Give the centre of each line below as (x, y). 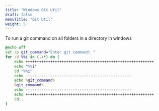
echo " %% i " (26, 66)
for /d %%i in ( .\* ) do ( (32, 57)
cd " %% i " (23, 71)
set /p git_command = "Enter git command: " (50, 52)
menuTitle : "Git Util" (29, 19)
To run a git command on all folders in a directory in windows (68, 38)
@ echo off (16, 48)
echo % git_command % (35, 80)
